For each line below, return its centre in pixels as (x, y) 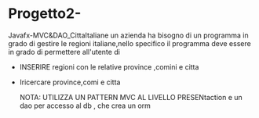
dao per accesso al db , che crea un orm (85, 105)
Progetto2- (45, 14)
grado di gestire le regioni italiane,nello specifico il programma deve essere (129, 43)
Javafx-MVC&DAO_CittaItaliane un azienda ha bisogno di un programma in (128, 35)
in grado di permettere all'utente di (64, 52)
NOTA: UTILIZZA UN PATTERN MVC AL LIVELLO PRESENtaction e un (131, 97)
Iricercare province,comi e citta (70, 82)
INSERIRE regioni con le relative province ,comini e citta (109, 66)
